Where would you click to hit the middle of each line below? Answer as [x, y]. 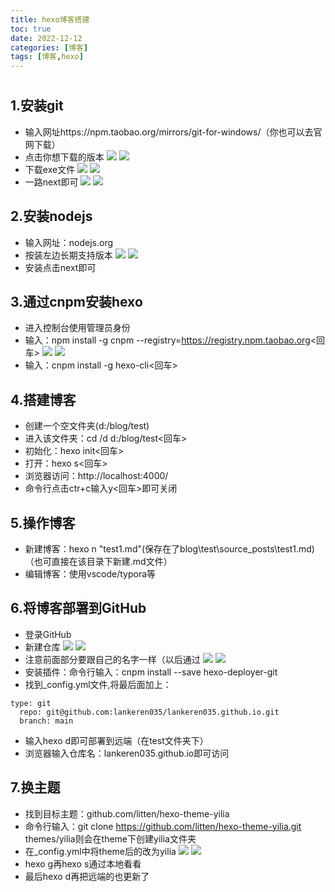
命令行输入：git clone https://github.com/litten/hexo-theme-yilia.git [163, 826]
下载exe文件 [50, 169]
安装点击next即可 [60, 267]
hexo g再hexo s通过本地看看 [83, 863]
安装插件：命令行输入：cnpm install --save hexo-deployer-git [151, 672]
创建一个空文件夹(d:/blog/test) [87, 426]
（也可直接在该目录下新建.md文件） [98, 561]
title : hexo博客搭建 [50, 19]
